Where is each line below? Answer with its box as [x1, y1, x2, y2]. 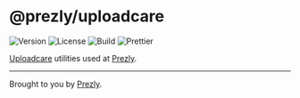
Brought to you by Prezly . [9, 78, 103, 89]
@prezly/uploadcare [9, 6, 165, 27]
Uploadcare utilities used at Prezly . [9, 53, 137, 63]
